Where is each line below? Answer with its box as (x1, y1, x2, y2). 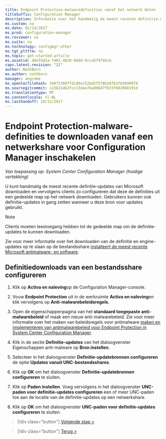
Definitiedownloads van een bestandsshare (5, 263, 142, 272)
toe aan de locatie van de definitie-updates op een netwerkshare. (12, 394, 146, 400)
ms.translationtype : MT (5, 90, 54, 95)
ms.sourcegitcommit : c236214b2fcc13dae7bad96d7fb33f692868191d (5, 85, 138, 91)
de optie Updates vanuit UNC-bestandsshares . (12, 359, 110, 365)
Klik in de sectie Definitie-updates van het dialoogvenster (12, 339, 131, 345)
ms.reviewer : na (5, 35, 39, 40)
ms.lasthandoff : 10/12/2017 (5, 99, 63, 104)
